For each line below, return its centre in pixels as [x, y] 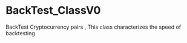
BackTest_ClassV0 [53, 10]
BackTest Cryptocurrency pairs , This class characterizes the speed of [93, 27]
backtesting [21, 33]
